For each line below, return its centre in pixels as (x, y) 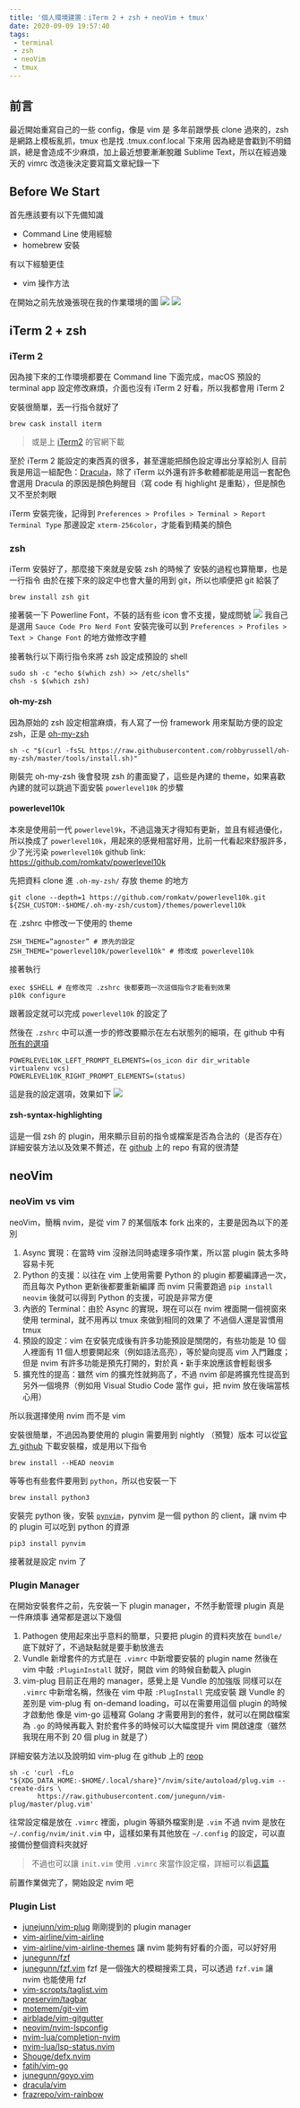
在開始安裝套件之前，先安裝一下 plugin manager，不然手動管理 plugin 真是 (147, 1606)
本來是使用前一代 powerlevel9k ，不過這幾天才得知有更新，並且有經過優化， (148, 829)
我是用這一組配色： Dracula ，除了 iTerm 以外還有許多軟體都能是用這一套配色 (150, 473)
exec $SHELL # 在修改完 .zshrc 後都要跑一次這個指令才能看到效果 (120, 987)
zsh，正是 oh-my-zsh (49, 733)
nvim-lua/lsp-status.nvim (68, 2047)
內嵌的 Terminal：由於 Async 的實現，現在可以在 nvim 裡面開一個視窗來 (154, 1308)
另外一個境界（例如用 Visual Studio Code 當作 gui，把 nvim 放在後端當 (152, 1385)
